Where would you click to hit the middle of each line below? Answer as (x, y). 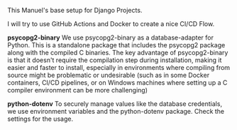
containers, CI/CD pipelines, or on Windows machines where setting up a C (117, 83)
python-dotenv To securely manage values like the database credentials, (115, 104)
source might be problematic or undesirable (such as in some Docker (109, 75)
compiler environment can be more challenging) (77, 90)
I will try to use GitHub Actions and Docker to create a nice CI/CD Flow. (111, 24)
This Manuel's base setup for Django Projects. (75, 10)
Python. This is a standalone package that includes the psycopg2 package (116, 45)
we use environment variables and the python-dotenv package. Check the (116, 111)
